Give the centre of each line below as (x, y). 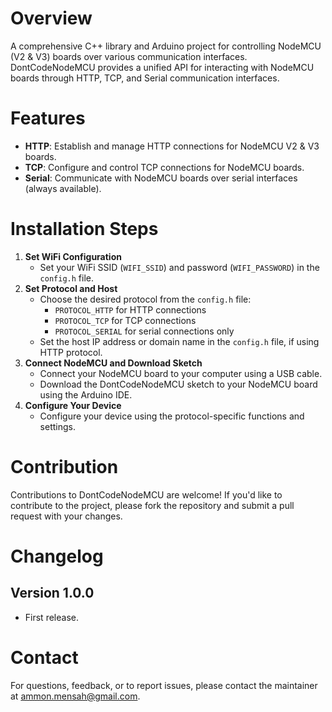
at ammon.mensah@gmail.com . (75, 696)
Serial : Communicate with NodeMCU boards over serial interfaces (161, 178)
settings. (57, 426)
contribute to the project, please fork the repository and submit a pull (152, 505)
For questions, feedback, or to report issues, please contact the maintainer (164, 685)
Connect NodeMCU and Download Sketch (113, 363)
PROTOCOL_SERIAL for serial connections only (144, 331)
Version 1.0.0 (52, 593)
